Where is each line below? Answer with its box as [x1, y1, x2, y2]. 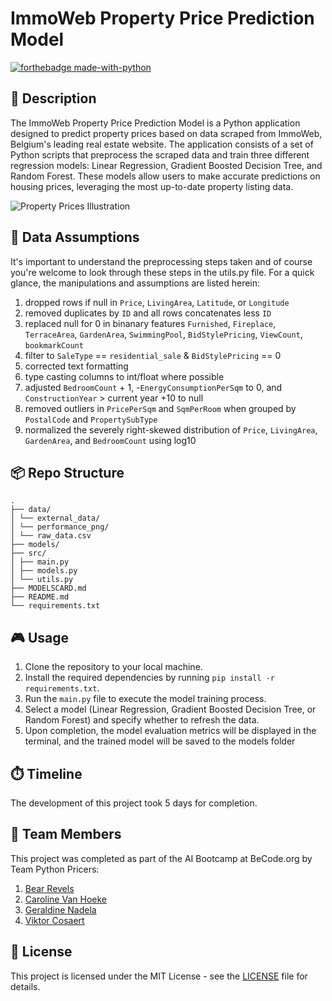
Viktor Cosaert [24, 914, 85, 926]
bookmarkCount [24, 340, 84, 351]
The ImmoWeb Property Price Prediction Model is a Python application [10, 117, 301, 129]
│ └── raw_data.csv [10, 531, 92, 541]
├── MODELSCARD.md [10, 583, 87, 594]
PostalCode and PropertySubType [24, 413, 158, 425]
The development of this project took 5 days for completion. [10, 797, 258, 809]
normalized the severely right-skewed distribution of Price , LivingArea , [24, 423, 318, 436]
